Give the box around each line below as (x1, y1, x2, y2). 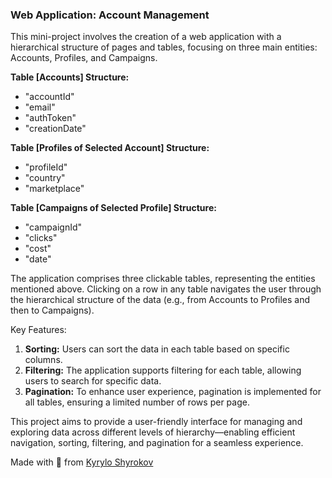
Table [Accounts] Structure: (10, 71, 130, 83)
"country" (24, 172, 66, 184)
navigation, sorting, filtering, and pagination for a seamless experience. (10, 437, 304, 449)
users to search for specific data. (24, 375, 162, 387)
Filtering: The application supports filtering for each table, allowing (24, 364, 302, 377)
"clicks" (24, 232, 58, 244)
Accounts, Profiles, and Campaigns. (10, 52, 158, 64)
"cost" (24, 243, 52, 255)
